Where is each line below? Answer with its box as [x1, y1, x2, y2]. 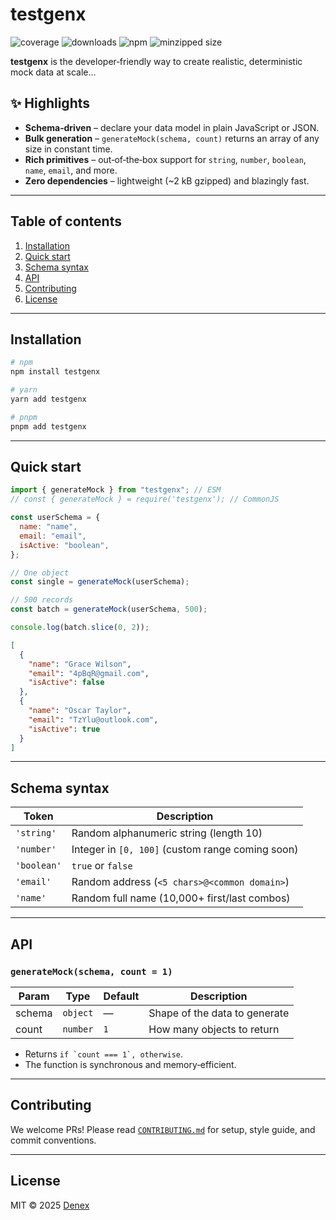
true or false [71, 859, 133, 873]
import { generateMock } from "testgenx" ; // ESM [10, 485, 222, 495]
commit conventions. [10, 1134, 97, 1146]
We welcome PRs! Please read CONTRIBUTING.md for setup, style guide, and [10, 1123, 316, 1135]
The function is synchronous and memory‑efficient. [24, 1058, 237, 1070]
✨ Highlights [10, 95, 90, 112]
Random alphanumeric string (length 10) [71, 826, 263, 840]
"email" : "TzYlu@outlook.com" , [28, 714, 159, 725]
